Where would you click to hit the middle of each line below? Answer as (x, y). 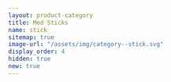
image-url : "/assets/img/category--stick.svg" (86, 45)
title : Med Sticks (38, 23)
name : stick (28, 30)
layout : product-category (50, 15)
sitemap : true (32, 37)
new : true (24, 66)
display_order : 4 (37, 52)
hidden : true (30, 59)
